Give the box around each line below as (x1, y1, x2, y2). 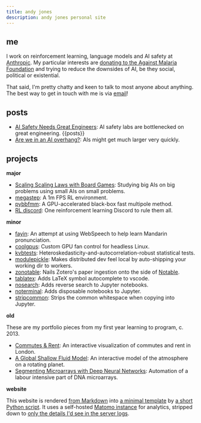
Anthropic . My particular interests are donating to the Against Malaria (6, 59, 177, 66)
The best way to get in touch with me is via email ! (6, 90, 128, 97)
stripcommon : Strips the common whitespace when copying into (14, 294, 175, 301)
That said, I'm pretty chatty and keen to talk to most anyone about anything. (6, 84, 194, 91)
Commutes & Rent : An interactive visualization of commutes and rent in (14, 341, 191, 349)
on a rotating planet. (14, 360, 65, 368)
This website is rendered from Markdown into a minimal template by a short (6, 397, 193, 404)
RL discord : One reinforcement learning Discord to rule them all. (14, 206, 173, 214)
